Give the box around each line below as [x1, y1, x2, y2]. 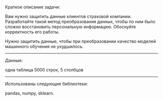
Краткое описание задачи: [5, 4, 61, 10]
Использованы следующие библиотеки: [5, 81, 88, 86]
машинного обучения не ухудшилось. [5, 44, 84, 49]
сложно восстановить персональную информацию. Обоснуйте [5, 24, 136, 30]
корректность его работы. [5, 29, 60, 34]
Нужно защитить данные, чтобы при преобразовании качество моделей [5, 38, 156, 44]
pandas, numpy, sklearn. [5, 90, 54, 96]
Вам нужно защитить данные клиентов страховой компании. [5, 14, 132, 19]
